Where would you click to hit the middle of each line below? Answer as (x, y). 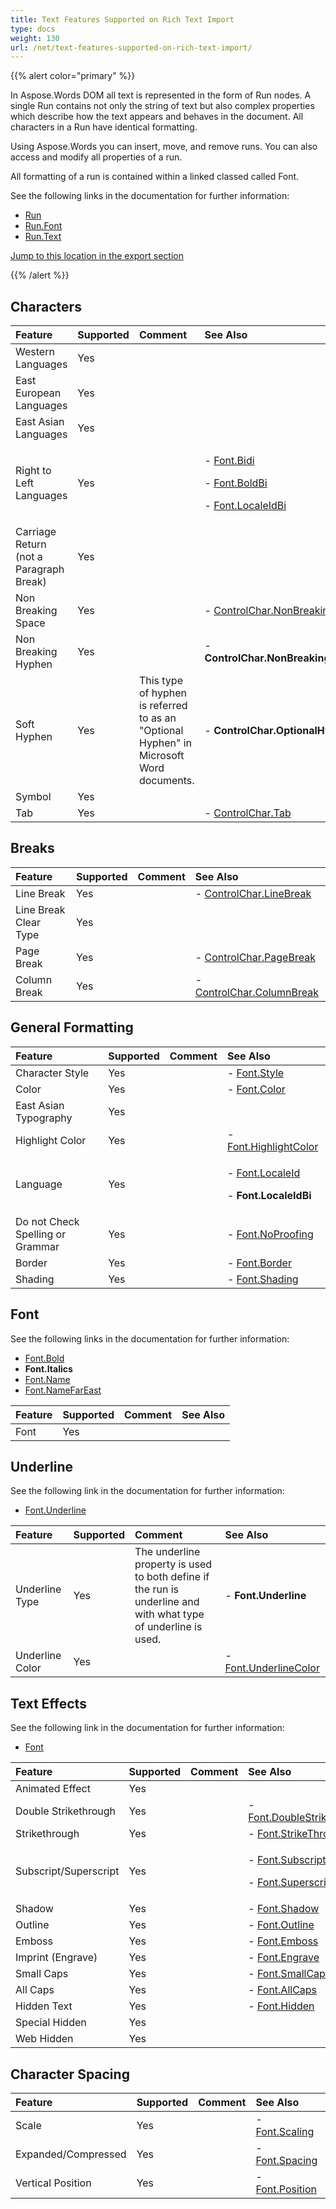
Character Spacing (70, 2074)
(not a (29, 557)
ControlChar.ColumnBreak (256, 992)
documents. (166, 781)
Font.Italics (48, 1368)
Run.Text (43, 237)
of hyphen (162, 693)
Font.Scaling (285, 2131)
